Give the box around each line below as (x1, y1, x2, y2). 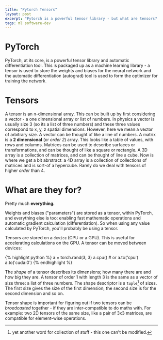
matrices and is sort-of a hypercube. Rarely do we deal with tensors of (5, 163, 147, 169)
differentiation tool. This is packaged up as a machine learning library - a (5, 62, 150, 68)
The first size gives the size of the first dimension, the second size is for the (5, 285, 157, 291)
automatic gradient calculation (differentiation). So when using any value (5, 220, 150, 226)
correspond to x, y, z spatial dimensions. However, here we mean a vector (5, 126, 153, 132)
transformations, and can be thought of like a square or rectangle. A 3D (5, 147, 148, 153)
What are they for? (5, 185, 82, 196)
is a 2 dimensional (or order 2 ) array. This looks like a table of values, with (5, 137, 154, 143)
